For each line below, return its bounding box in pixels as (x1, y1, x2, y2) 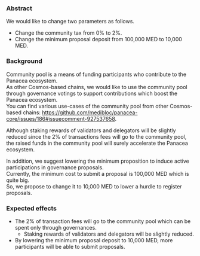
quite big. (6, 176, 30, 184)
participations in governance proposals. (6, 163, 104, 171)
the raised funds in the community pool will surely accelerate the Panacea (6, 139, 188, 147)
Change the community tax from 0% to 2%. (14, 29, 122, 36)
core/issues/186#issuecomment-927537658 (6, 115, 115, 122)
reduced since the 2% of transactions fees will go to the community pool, (6, 133, 187, 140)
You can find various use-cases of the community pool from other (6, 102, 169, 109)
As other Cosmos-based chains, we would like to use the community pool (6, 83, 188, 90)
